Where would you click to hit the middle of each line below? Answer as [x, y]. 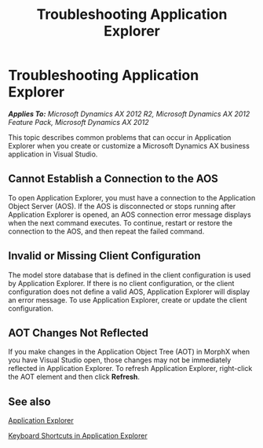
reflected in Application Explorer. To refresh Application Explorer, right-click [130, 369]
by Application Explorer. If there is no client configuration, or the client [121, 283]
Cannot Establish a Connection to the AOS [113, 179]
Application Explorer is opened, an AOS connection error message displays [130, 215]
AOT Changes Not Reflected [79, 333]
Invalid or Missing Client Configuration [104, 256]
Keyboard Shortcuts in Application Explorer [78, 436]
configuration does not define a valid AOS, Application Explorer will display [129, 292]
